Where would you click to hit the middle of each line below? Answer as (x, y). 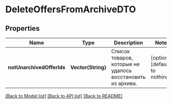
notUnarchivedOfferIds (37, 67)
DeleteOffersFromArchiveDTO (71, 9)
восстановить (128, 77)
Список (121, 51)
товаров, (122, 58)
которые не (125, 64)
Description (128, 43)
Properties (23, 28)
